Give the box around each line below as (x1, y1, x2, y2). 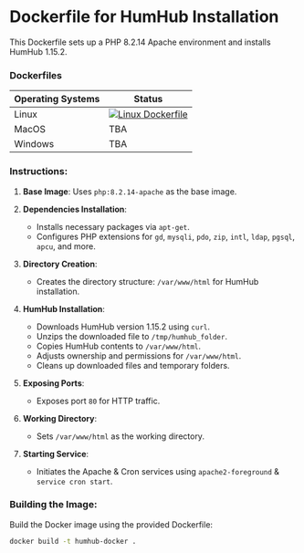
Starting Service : (22, 448, 89, 459)
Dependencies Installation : (22, 203, 128, 214)
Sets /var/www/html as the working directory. (36, 431, 205, 442)
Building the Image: (9, 498, 98, 511)
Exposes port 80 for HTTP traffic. (36, 395, 161, 406)
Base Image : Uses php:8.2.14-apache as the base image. (22, 185, 237, 197)
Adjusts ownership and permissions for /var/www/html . (36, 350, 242, 361)
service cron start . (36, 475, 113, 486)
